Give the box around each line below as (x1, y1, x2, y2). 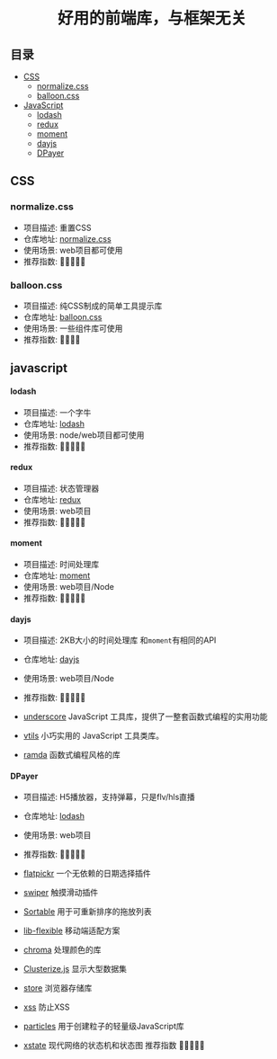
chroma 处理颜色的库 (22, 945, 102, 956)
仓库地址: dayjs (22, 654, 80, 665)
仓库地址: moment (22, 570, 91, 581)
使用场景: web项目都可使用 (22, 245, 123, 255)
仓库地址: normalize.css (22, 233, 112, 244)
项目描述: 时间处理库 (22, 558, 100, 569)
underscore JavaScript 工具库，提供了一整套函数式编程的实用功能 (22, 711, 268, 722)
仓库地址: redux (22, 494, 82, 504)
